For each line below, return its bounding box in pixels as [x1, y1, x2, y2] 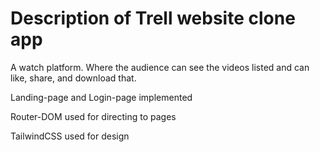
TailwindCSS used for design [10, 130, 130, 142]
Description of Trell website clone [10, 7, 296, 30]
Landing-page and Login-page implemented [10, 91, 193, 103]
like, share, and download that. [10, 72, 137, 84]
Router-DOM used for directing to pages [10, 110, 177, 122]
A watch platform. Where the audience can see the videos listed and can [10, 61, 310, 73]
